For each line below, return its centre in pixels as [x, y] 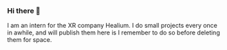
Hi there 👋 [24, 11]
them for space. [30, 40]
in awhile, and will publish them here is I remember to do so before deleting [113, 32]
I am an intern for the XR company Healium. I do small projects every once [112, 26]
